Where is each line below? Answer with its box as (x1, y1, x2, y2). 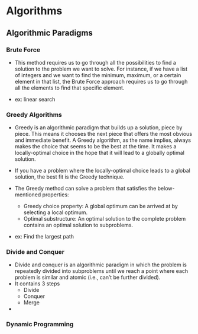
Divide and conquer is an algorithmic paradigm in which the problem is (14, 261, 187, 268)
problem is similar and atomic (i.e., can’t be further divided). (14, 274, 161, 281)
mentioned (14, 191, 41, 198)
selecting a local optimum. (23, 209, 88, 216)
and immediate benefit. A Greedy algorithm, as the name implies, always (14, 136, 191, 144)
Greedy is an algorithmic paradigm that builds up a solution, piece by (14, 124, 183, 131)
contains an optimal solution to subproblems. (23, 221, 134, 229)
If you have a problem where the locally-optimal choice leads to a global (14, 167, 190, 174)
